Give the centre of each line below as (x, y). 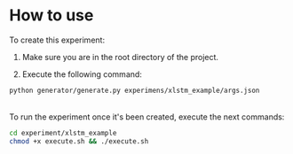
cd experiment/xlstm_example (63, 133)
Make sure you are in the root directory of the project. (120, 57)
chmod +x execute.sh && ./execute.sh (79, 141)
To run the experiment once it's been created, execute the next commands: (147, 117)
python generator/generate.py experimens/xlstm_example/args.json (135, 90)
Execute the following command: (82, 74)
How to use (51, 15)
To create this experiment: (57, 40)
